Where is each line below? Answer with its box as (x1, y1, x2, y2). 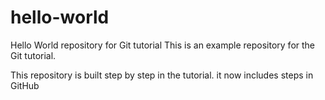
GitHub (10, 79, 40, 91)
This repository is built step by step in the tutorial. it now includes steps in (10, 69, 314, 81)
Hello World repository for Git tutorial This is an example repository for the (10, 39, 316, 51)
